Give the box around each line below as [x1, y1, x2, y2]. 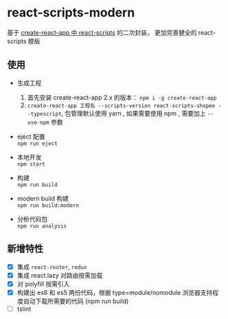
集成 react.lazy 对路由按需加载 [16, 271, 103, 279]
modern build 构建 [16, 194, 69, 202]
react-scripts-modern [7, 5, 135, 21]
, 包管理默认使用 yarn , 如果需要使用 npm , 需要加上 [61, 109, 206, 118]
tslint [16, 305, 32, 313]
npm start [16, 160, 46, 168]
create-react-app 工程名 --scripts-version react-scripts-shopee [27, 102, 216, 109]
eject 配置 [16, 132, 46, 140]
